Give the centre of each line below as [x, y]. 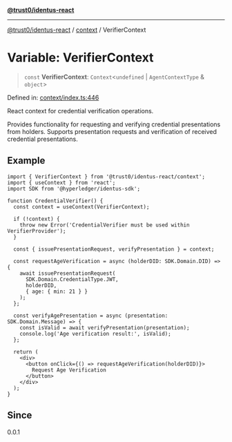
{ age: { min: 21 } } [57, 291]
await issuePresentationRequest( [68, 273]
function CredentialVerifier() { [55, 201]
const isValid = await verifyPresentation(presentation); [105, 327]
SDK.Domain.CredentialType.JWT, [72, 279]
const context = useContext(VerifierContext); [81, 206]
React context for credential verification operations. [80, 110]
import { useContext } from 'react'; [61, 182]
